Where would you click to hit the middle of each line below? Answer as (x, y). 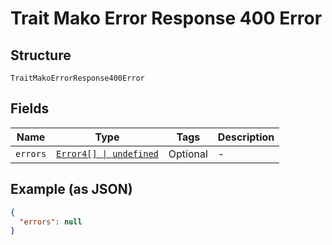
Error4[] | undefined (107, 153)
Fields (30, 108)
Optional (188, 154)
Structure (41, 55)
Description (246, 137)
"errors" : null (51, 222)
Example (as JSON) (71, 189)
